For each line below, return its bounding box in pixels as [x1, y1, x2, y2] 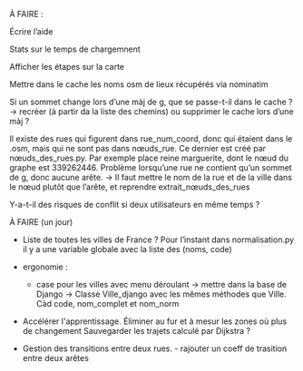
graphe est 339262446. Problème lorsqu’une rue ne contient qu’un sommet [9, 162, 292, 172]
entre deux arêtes [22, 353, 89, 363]
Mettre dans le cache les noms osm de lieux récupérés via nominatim [9, 79, 269, 90]
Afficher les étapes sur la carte [9, 62, 125, 72]
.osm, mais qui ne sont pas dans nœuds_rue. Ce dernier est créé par [9, 143, 266, 153]
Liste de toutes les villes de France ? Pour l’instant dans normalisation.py [22, 234, 295, 245]
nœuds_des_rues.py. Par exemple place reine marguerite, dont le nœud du [9, 152, 288, 163]
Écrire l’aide [9, 26, 54, 36]
